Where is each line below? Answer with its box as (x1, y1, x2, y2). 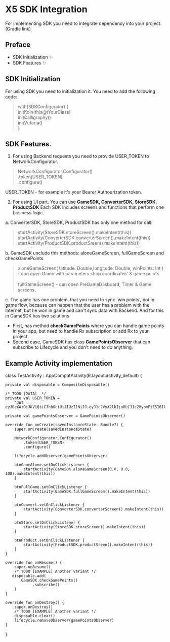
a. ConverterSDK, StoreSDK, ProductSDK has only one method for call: (5, 219, 153, 226)
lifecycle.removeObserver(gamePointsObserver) (14, 618, 114, 623)
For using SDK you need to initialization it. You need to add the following (5, 88, 156, 94)
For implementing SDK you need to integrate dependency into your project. (5, 20, 162, 26)
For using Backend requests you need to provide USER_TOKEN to (12, 153, 149, 159)
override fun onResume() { (5, 560, 62, 565)
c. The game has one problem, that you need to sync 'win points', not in (5, 297, 155, 303)
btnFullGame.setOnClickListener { (14, 485, 87, 490)
